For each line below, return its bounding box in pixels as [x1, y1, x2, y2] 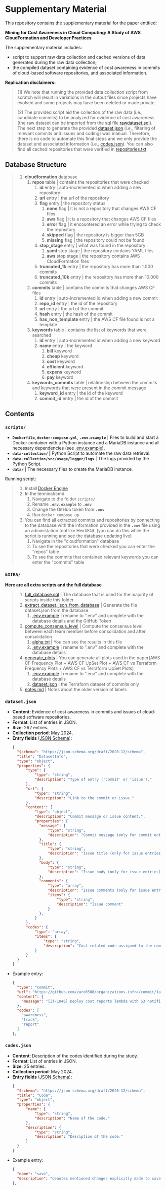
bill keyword [46, 348, 72, 353]
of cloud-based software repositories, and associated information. [12, 70, 148, 75]
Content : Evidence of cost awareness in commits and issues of [12, 709, 142, 715]
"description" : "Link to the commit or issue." [34, 795, 134, 800]
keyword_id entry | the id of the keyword [39, 390, 123, 396]
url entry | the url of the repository [39, 195, 110, 201]
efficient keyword [46, 363, 83, 369]
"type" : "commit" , [17, 984, 55, 990]
